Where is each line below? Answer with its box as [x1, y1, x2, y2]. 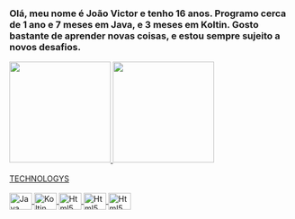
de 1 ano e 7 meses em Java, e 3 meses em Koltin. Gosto [9, 18, 259, 31]
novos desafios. [9, 40, 81, 53]
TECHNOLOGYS [9, 173, 70, 184]
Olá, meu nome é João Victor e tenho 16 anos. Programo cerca [9, 7, 286, 20]
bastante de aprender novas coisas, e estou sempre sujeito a [9, 30, 281, 42]
